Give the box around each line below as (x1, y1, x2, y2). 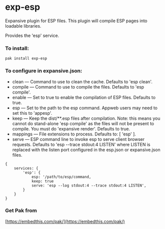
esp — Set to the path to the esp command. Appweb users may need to (12, 105, 158, 111)
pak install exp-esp (5, 56, 48, 61)
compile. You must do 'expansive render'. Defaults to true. (12, 126, 131, 131)
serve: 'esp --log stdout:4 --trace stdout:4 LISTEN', (31, 183, 147, 188)
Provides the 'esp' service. (5, 33, 59, 38)
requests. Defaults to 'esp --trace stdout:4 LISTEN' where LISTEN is (12, 141, 151, 147)
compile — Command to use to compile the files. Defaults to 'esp (12, 84, 144, 90)
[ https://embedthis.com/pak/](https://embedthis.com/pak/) (5, 218, 125, 224)
